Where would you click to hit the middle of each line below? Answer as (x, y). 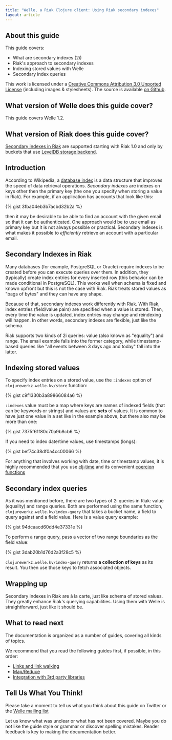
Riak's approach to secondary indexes (53, 63)
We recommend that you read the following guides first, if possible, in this (83, 650)
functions (15, 472)
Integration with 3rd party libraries (49, 677)
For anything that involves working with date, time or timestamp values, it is (85, 461)
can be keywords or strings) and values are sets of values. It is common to (84, 411)
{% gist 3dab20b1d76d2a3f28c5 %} (44, 552)
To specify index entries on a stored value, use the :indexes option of (79, 380)
